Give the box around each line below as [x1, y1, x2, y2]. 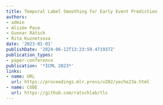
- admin [6, 19, 25, 25]
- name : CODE [6, 85, 38, 90]
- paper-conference [6, 57, 54, 63]
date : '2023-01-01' [6, 41, 54, 47]
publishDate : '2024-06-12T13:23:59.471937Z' [6, 47, 116, 52]
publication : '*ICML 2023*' [6, 62, 75, 69]
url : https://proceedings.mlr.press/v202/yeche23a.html [11, 79, 150, 85]
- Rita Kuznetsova [6, 36, 51, 41]
